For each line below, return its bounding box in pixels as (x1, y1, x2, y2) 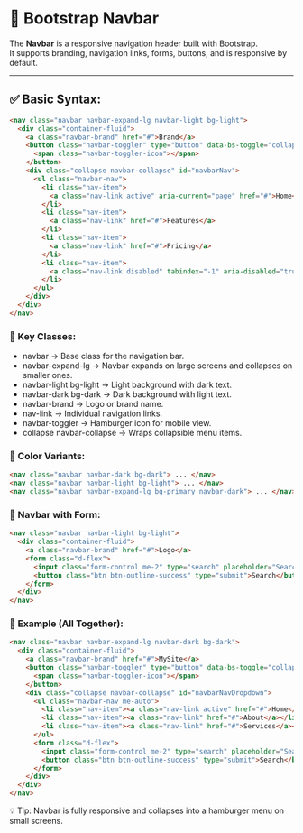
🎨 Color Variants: (9, 449, 86, 462)
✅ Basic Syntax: (9, 92, 102, 107)
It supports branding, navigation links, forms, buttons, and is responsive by (9, 47, 288, 58)
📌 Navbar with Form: (9, 508, 101, 521)
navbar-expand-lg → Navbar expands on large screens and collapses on (22, 360, 293, 371)
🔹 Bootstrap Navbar (9, 8, 160, 29)
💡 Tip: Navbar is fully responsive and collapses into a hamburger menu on (9, 805, 284, 816)
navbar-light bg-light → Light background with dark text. (22, 379, 233, 391)
